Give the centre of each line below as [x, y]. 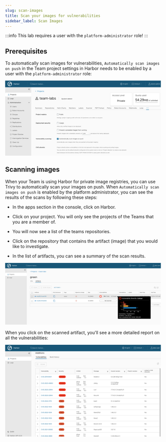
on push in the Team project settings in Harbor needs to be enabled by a [78, 68]
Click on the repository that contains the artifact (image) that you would [85, 241]
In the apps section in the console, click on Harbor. [64, 207]
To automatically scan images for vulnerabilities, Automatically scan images [82, 63]
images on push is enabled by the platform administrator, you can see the [79, 192]
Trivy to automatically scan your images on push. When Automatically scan [82, 187]
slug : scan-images [24, 10]
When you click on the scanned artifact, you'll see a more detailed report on [82, 333]
